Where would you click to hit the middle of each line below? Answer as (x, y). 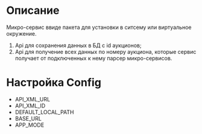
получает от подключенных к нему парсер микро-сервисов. (93, 58)
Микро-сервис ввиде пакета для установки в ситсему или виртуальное (99, 27)
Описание (33, 11)
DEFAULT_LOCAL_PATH (44, 112)
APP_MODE (30, 125)
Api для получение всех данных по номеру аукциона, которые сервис (106, 51)
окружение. (22, 33)
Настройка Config (54, 83)
